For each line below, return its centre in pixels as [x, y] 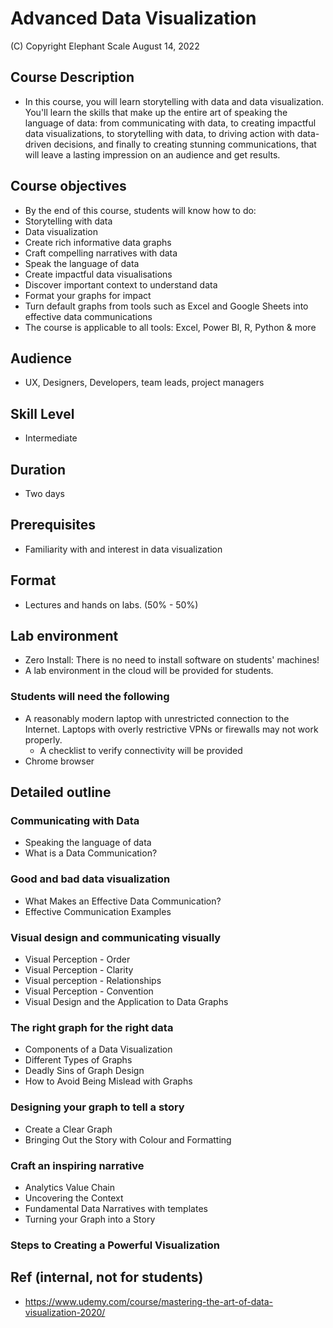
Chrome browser [59, 761]
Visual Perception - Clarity [79, 970]
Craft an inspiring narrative [77, 1165]
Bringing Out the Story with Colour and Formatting [128, 1139]
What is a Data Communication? [91, 853]
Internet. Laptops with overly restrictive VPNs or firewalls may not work [171, 729]
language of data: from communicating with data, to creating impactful [170, 123]
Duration [38, 469]
